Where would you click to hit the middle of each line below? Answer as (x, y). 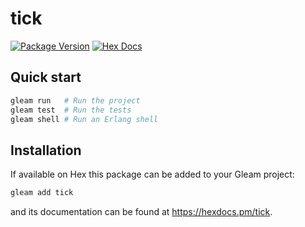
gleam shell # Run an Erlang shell (84, 119)
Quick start (46, 77)
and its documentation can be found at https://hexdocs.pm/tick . (141, 212)
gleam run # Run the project (75, 100)
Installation (46, 150)
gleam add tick (42, 193)
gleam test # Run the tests (71, 110)
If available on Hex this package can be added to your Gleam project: (152, 174)
